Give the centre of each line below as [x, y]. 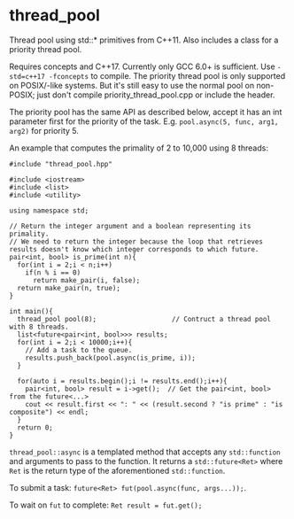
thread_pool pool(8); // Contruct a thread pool [144, 319]
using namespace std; [49, 210]
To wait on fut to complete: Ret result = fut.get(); [106, 505]
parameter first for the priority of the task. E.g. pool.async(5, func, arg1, [144, 121]
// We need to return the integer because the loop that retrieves [136, 241]
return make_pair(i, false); [86, 280]
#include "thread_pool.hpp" [61, 164]
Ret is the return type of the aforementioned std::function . [117, 470]
